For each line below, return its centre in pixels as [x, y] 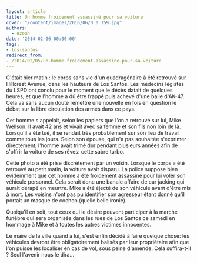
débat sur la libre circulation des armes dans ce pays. [71, 109]
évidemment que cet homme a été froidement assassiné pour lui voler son [96, 175]
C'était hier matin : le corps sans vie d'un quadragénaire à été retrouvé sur [96, 78]
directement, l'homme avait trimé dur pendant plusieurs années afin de [92, 145]
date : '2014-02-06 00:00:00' [42, 39]
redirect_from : [25, 55]
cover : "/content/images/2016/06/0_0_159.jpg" [64, 22]
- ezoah [21, 34]
